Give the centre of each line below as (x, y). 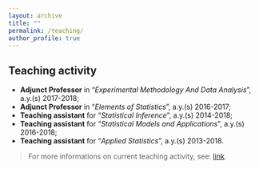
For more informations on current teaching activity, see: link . (127, 156)
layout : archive (35, 16)
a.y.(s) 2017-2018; (50, 99)
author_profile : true (44, 38)
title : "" (25, 23)
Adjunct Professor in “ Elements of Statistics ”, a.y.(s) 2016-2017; (126, 107)
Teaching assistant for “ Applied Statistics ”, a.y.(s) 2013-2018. (122, 141)
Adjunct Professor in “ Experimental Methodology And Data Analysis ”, (135, 90)
